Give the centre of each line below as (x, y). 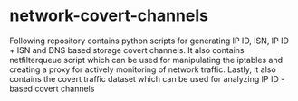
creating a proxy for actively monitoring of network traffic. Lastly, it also (143, 69)
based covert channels (52, 88)
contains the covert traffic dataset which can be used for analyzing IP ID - (147, 78)
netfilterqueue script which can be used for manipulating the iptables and (146, 60)
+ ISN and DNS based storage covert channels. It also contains (127, 50)
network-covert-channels (109, 16)
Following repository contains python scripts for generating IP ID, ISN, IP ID (149, 41)
